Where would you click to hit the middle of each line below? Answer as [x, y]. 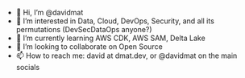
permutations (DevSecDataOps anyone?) [84, 29]
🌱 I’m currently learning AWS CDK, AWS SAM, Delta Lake [110, 38]
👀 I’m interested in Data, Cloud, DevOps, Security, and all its [115, 21]
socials [28, 67]
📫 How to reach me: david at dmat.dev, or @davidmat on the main [127, 55]
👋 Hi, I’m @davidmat [50, 12]
